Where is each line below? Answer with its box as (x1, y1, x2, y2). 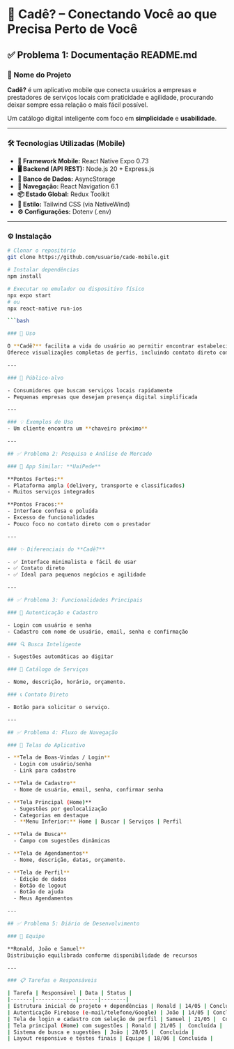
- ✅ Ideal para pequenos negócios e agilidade (7, 572, 146, 579)
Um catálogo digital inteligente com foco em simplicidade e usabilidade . (7, 114, 217, 122)
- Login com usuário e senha (7, 621, 92, 629)
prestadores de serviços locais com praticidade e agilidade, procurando (7, 93, 214, 101)
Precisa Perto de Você (7, 21, 138, 37)
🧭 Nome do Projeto (7, 70, 72, 80)
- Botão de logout (13, 882, 68, 889)
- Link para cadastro (13, 767, 77, 774)
